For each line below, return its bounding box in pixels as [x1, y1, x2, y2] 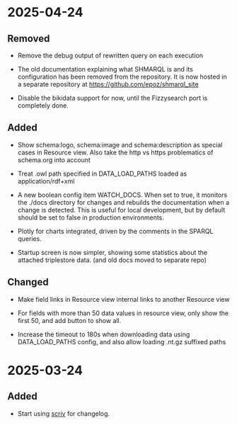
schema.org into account [17, 155, 91, 164]
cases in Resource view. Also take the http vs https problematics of [17, 148, 214, 157]
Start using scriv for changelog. [17, 409, 110, 418]
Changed [7, 276, 49, 288]
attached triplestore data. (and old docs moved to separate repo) [17, 256, 207, 264]
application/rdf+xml [17, 176, 75, 185]
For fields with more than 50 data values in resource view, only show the [17, 309, 229, 317]
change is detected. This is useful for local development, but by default [17, 205, 226, 214]
